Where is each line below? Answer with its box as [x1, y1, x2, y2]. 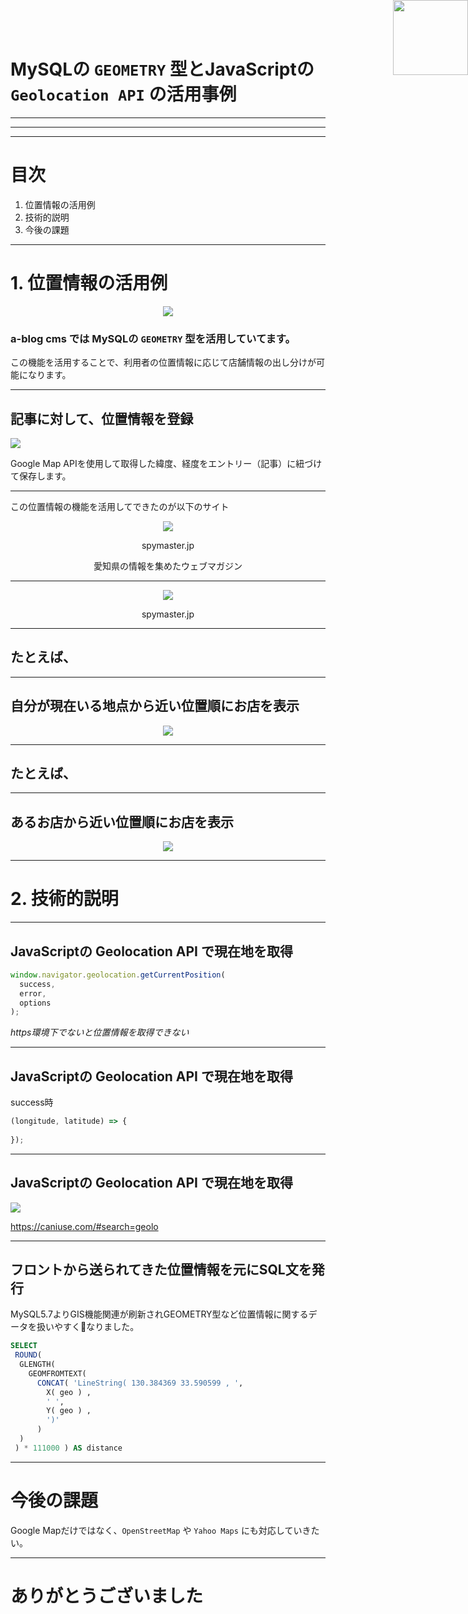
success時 [10, 1096, 54, 1109]
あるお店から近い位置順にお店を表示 [10, 813, 234, 830]
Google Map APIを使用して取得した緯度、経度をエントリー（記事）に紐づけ [10, 457, 323, 469]
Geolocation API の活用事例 [10, 83, 237, 106]
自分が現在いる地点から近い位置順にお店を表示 [10, 698, 300, 715]
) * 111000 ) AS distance [14, 1443, 123, 1453]
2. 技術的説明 [10, 888, 119, 910]
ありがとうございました [10, 1585, 204, 1607]
